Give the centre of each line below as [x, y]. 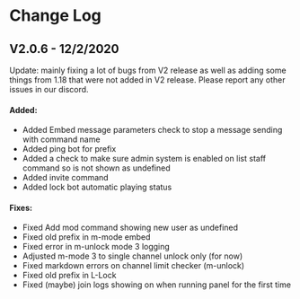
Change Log [55, 16]
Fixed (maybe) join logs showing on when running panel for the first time [157, 285]
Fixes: [21, 207]
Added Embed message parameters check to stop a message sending [152, 130]
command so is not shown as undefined [96, 168]
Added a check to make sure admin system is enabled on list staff [144, 159]
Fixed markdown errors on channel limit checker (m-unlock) [133, 266]
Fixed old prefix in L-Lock [69, 276]
